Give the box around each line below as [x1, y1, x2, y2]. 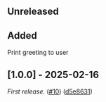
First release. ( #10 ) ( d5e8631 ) [7, 87, 93, 96]
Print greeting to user [7, 49, 69, 57]
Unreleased [7, 6, 60, 18]
